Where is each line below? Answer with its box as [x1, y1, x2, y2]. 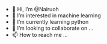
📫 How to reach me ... [11, 32, 68, 38]
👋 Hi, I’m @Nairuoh [11, 6, 59, 12]
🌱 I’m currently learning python [11, 18, 89, 25]
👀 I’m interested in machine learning [11, 12, 101, 19]
